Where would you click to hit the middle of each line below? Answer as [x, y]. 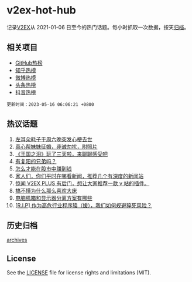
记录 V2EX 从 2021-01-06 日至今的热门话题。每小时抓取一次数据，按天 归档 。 [98, 27]
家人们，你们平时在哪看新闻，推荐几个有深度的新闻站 [79, 176]
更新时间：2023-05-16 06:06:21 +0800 [50, 104]
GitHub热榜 [29, 63]
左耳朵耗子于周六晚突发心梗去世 [54, 139]
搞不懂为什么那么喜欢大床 [46, 190]
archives [17, 240]
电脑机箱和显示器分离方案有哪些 [54, 198]
